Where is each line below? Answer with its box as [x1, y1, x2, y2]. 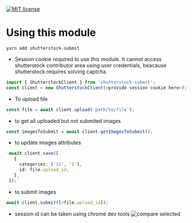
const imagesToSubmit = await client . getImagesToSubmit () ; [6, 129, 153, 135]
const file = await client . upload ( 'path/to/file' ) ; [6, 107, 135, 112]
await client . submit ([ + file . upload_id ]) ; [6, 200, 109, 205]
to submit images [14, 188, 57, 195]
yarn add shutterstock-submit [6, 45, 80, 51]
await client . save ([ [8, 150, 59, 156]
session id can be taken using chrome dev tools [14, 210, 130, 217]
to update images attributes [14, 139, 81, 146]
